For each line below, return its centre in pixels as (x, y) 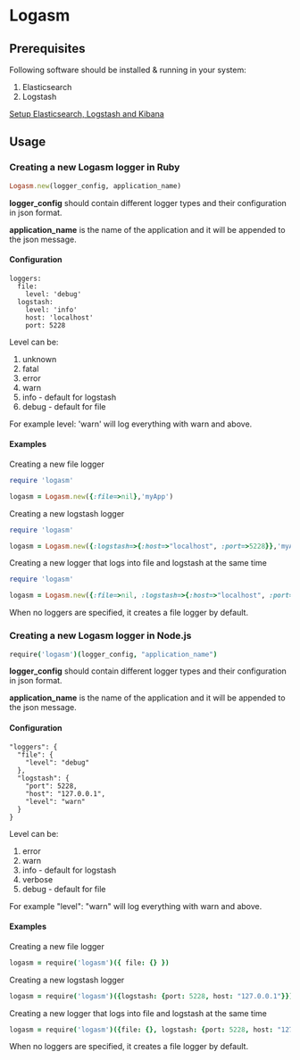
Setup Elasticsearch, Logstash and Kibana (87, 114)
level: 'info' (51, 310)
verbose (37, 879)
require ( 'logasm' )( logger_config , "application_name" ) (113, 654)
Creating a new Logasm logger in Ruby (95, 168)
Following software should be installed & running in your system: (128, 70)
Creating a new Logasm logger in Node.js (100, 636)
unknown (39, 359)
